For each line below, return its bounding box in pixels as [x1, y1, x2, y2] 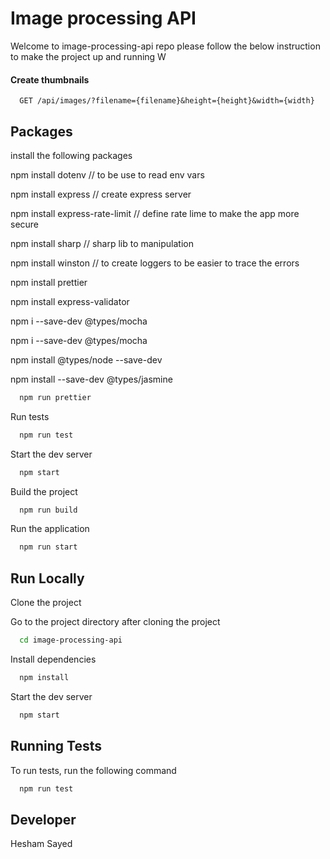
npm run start [19, 542, 78, 552]
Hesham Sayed [10, 838, 73, 850]
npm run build [19, 505, 78, 515]
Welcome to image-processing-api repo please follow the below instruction [10, 40, 321, 52]
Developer [10, 811, 77, 828]
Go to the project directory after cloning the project [10, 616, 221, 628]
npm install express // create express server [10, 188, 192, 200]
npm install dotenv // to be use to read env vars [10, 168, 205, 181]
